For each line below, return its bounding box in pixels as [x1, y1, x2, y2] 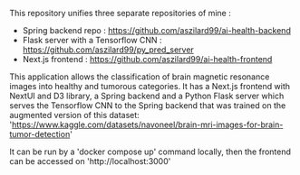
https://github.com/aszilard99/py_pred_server [22, 44, 195, 55]
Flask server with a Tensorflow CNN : [22, 35, 162, 45]
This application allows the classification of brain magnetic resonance [9, 71, 270, 82]
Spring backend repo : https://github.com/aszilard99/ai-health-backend [22, 25, 292, 35]
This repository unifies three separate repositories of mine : [9, 8, 231, 18]
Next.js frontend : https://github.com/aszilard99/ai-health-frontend [22, 54, 273, 64]
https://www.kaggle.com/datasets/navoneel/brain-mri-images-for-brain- [12, 119, 284, 130]
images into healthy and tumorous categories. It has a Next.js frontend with [9, 81, 290, 91]
